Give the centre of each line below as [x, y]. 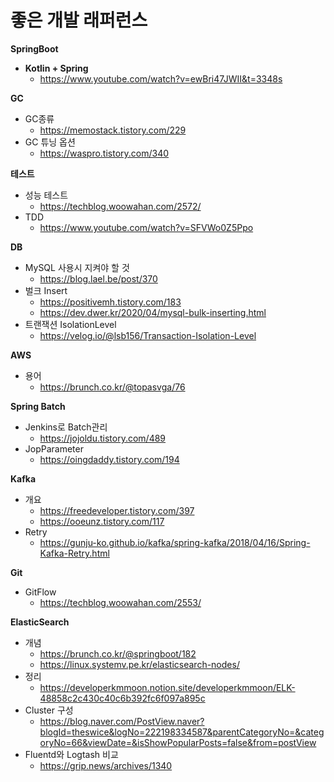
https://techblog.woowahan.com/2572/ [120, 206]
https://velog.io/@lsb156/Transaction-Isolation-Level [148, 335]
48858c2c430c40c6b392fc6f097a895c [122, 698]
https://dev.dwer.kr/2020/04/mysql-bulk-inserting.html [153, 312]
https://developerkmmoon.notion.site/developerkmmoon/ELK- [167, 687]
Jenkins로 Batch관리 [66, 427]
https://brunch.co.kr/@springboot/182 [118, 653]
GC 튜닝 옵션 [50, 142]
